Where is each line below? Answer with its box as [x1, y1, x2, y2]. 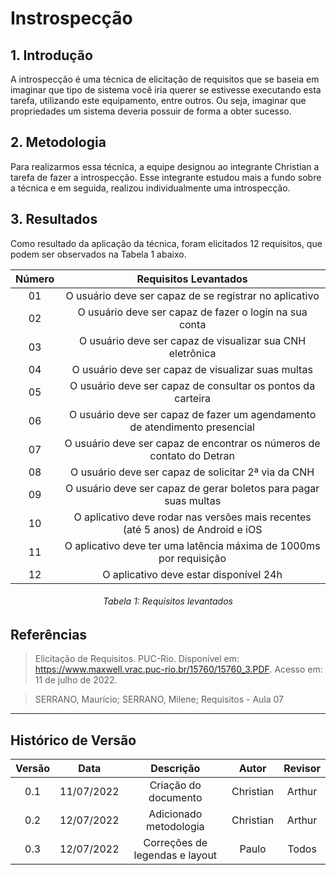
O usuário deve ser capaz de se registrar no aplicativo [65, 288, 320, 302]
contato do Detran [149, 448, 235, 462]
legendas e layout [133, 848, 218, 862]
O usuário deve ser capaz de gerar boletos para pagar [64, 481, 320, 495]
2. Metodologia [10, 134, 107, 151]
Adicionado [148, 807, 203, 821]
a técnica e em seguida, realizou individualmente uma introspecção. [10, 182, 291, 194]
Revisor [283, 762, 321, 776]
